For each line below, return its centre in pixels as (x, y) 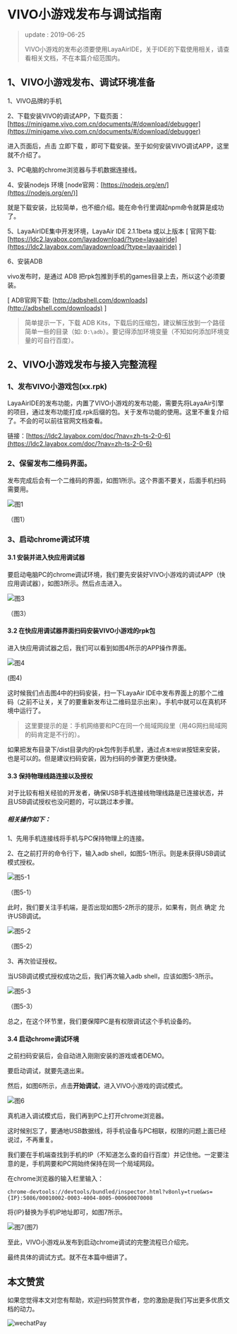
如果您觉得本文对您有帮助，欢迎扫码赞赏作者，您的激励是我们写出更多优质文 (119, 1300)
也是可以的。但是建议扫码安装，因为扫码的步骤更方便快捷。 (94, 759)
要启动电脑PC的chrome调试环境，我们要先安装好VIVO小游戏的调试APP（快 (116, 574)
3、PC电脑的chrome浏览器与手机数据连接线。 (74, 170)
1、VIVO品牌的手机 (35, 100)
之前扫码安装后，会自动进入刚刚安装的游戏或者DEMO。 (87, 1056)
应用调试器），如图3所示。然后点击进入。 (66, 583)
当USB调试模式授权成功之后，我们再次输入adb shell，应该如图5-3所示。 (112, 976)
